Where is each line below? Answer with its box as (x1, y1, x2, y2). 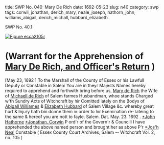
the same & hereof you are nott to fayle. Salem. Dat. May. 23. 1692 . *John (5, 114, 155, 120)
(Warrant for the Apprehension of (5, 51, 144, 62)
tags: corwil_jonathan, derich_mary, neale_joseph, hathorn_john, (5, 9, 136, 15)
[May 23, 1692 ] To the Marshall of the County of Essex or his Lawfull (5, 77, 144, 83)
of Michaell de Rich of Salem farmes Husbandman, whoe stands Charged (5, 93, 153, 98)
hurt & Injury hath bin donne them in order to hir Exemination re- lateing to (5, 108, 154, 114)
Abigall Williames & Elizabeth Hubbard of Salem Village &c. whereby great (5, 103, 154, 109)
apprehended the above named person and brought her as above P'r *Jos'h (5, 124, 159, 130)
